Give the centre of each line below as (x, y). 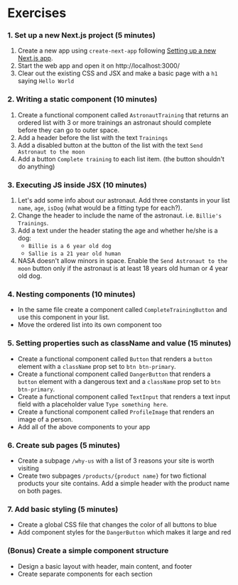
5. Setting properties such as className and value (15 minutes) (119, 343)
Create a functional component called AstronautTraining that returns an (123, 114)
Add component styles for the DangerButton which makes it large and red (124, 532)
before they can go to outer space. (68, 130)
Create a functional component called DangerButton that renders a (114, 374)
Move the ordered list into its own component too (90, 325)
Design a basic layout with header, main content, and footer (105, 566)
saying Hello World (46, 81)
